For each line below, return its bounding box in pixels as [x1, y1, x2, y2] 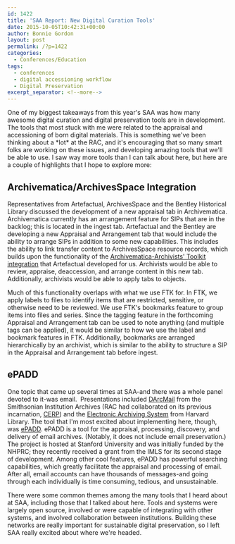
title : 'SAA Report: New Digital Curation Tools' [7, 17, 156, 24]
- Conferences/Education [13, 56, 87, 63]
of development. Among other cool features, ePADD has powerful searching [7, 455, 228, 463]
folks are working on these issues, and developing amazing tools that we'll [7, 146, 223, 154]
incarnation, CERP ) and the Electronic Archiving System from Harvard [7, 409, 210, 418]
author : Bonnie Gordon [7, 30, 74, 37]
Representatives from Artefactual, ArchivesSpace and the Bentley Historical [7, 199, 227, 208]
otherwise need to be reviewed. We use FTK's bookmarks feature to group [7, 303, 224, 311]
